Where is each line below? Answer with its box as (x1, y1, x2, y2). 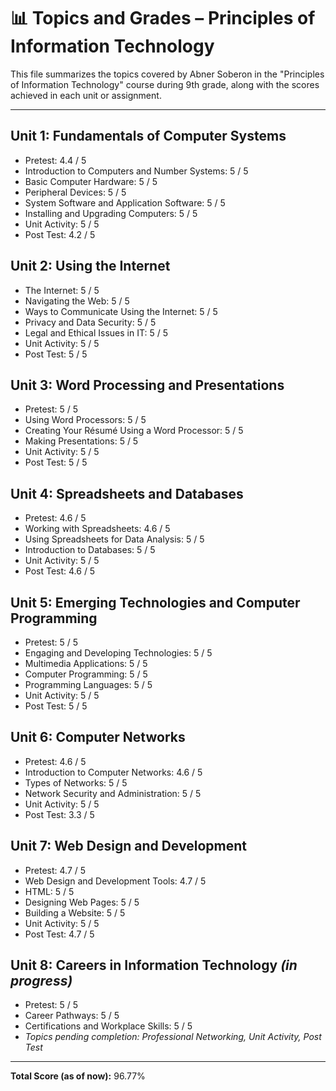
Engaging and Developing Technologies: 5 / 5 (24, 647, 213, 659)
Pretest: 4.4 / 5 (24, 154, 87, 166)
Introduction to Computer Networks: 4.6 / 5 (24, 766, 203, 778)
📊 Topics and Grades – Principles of (10, 7, 316, 30)
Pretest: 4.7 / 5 (24, 864, 87, 876)
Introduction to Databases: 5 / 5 (24, 544, 156, 556)
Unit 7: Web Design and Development (10, 838, 247, 855)
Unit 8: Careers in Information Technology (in (10, 957, 298, 974)
